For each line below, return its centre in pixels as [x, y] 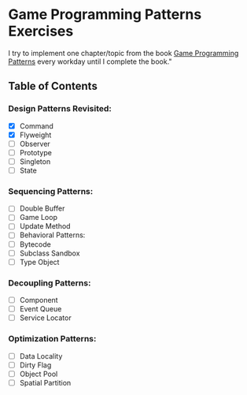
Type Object [39, 262]
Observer [35, 143]
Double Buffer [42, 209]
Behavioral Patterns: [52, 235]
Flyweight [35, 135]
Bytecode [35, 244]
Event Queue [41, 309]
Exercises [41, 31]
